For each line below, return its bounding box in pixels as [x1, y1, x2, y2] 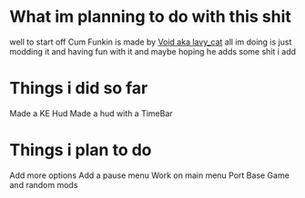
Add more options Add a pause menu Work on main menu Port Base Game [9, 170, 290, 181]
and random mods [9, 179, 78, 190]
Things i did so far [9, 78, 148, 99]
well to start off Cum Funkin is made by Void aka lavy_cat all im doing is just [9, 36, 292, 47]
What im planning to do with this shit [9, 6, 291, 27]
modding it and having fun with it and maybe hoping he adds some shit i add [9, 45, 297, 56]
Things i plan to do [9, 140, 152, 161]
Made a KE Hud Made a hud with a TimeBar [9, 107, 173, 119]
